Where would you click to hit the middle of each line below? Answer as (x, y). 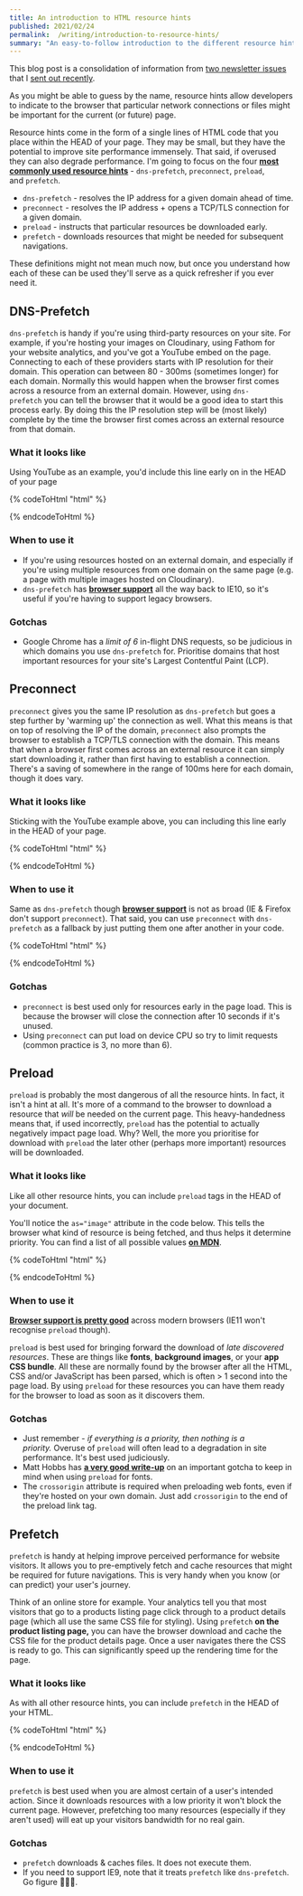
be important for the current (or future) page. (93, 115)
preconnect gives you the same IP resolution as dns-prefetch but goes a (142, 711)
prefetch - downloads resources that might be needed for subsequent (153, 237)
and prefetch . (35, 181)
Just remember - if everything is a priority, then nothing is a (133, 1439)
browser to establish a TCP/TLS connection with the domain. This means (145, 740)
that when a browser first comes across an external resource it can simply (147, 749)
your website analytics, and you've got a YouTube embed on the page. (140, 353)
